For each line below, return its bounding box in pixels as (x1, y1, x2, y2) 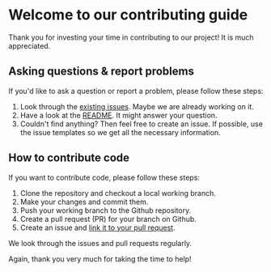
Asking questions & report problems (8, 65, 194, 79)
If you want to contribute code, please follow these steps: (8, 172, 201, 182)
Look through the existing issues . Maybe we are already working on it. (19, 101, 255, 111)
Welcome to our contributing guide (8, 6, 248, 24)
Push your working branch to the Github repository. (19, 205, 192, 215)
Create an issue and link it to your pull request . (19, 223, 176, 232)
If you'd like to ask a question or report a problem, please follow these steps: (8, 86, 264, 96)
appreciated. (8, 40, 51, 50)
